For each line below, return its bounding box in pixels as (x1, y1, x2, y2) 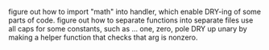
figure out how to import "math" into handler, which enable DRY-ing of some (8, 7, 262, 16)
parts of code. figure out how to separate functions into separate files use (8, 15, 254, 25)
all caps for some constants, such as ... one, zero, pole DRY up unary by (8, 24, 247, 33)
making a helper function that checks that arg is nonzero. (8, 32, 199, 42)
